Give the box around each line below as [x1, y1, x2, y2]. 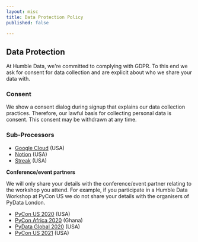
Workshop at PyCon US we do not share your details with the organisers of [6, 192, 190, 199]
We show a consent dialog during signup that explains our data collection [6, 103, 186, 110]
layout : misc [6, 8, 39, 15]
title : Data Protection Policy [6, 14, 84, 20]
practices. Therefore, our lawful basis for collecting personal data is [6, 110, 172, 117]
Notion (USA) [14, 151, 47, 158]
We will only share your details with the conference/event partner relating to [6, 180, 191, 187]
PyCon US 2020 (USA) [14, 210, 71, 217]
